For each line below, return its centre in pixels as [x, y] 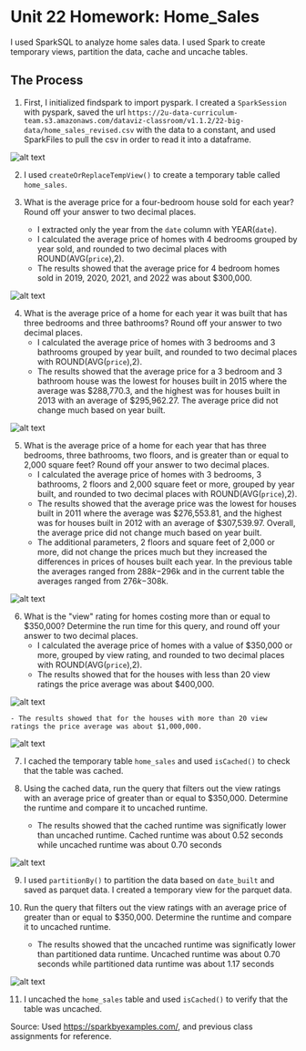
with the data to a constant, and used [206, 129]
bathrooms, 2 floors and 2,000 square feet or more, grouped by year [166, 484]
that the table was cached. [73, 770]
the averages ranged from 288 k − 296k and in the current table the [161, 571]
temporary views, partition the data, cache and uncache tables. [129, 51]
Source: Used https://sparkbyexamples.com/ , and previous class [132, 1026]
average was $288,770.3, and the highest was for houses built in [158, 390]
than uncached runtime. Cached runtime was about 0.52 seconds [160, 835]
